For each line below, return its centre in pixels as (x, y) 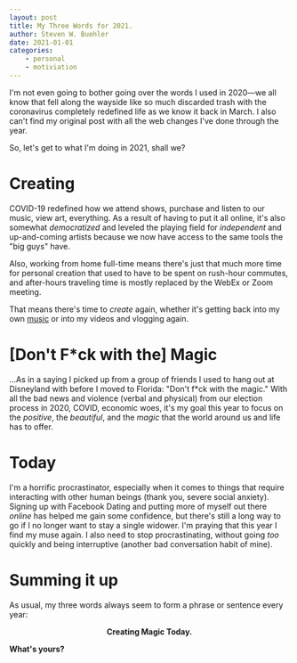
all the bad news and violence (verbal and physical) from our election (136, 398)
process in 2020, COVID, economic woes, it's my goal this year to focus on (146, 407)
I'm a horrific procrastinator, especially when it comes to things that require (147, 487)
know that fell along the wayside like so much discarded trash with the (138, 102)
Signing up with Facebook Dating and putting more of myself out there (138, 506)
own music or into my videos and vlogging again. (99, 318)
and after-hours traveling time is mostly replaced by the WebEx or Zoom (141, 282)
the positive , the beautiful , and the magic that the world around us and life (145, 417)
